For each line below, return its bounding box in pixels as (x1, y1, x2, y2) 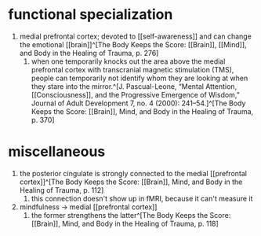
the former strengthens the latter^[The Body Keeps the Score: (31, 210, 231, 219)
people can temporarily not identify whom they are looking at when (31, 73, 248, 83)
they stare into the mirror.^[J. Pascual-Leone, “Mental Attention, (31, 81, 237, 91)
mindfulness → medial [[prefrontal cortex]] (19, 202, 158, 212)
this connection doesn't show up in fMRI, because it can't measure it (31, 194, 253, 203)
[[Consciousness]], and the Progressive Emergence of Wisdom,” (31, 90, 241, 99)
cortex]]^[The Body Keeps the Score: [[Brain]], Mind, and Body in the (19, 177, 243, 186)
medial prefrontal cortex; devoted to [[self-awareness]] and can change (19, 31, 252, 41)
